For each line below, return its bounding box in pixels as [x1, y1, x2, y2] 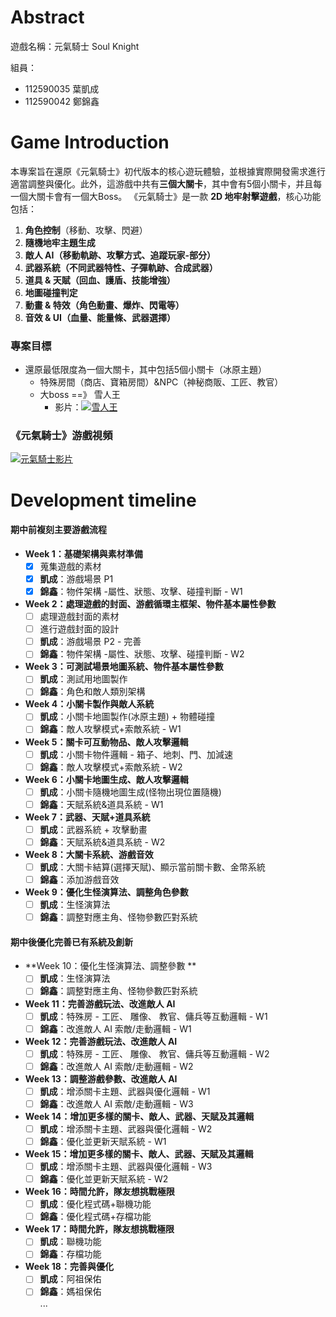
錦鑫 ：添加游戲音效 [39, 873, 120, 885]
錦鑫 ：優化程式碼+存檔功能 [39, 1211, 152, 1223]
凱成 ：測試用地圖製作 [39, 673, 128, 685]
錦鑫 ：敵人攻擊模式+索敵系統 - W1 [39, 723, 182, 735]
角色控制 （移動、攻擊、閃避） [24, 224, 148, 236]
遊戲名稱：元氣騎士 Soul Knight [10, 40, 140, 52]
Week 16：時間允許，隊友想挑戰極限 [24, 1186, 175, 1198]
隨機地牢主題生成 [24, 236, 96, 248]
